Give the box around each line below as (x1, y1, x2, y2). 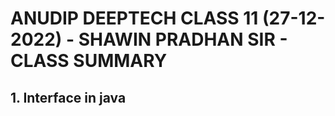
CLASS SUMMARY (10, 50, 168, 72)
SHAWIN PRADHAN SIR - (78, 28, 288, 51)
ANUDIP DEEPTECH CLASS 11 (10, 7, 259, 30)
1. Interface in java (10, 89, 127, 106)
